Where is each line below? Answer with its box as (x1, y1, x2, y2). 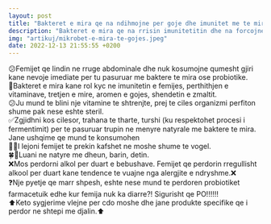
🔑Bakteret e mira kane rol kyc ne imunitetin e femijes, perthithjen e (8, 81, 229, 91)
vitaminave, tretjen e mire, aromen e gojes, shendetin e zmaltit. (8, 89, 218, 99)
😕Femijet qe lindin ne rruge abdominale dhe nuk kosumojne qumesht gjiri (8, 64, 254, 73)
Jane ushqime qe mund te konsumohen (8, 133, 140, 143)
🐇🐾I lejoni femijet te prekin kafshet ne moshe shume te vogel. (8, 142, 211, 151)
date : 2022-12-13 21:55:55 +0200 (8, 42, 121, 50)
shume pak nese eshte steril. (8, 106, 105, 117)
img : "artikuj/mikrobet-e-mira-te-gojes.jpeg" (8, 34, 168, 43)
